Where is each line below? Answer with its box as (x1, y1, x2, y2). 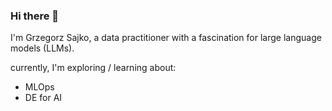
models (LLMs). (10, 42, 75, 54)
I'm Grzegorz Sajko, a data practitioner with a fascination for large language (10, 32, 322, 44)
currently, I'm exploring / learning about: (10, 62, 177, 74)
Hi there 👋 (10, 9, 60, 23)
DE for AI (24, 92, 63, 104)
